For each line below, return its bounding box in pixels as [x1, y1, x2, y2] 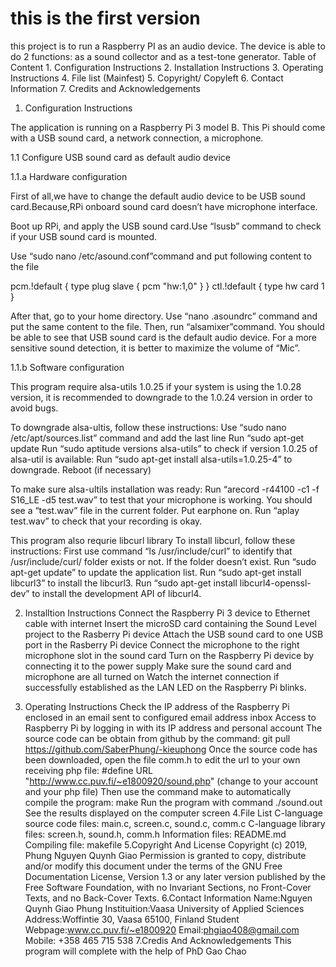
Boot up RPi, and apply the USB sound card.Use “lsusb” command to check [10, 220, 322, 232]
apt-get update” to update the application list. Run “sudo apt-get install [10, 566, 302, 578]
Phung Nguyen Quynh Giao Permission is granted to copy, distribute [24, 849, 307, 861]
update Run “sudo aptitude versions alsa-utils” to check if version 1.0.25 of [10, 442, 318, 454]
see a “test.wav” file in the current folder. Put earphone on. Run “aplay [10, 504, 300, 516]
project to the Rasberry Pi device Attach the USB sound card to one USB [24, 628, 324, 640]
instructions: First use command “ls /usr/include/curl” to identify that [10, 545, 293, 557]
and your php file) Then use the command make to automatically [24, 785, 292, 797]
